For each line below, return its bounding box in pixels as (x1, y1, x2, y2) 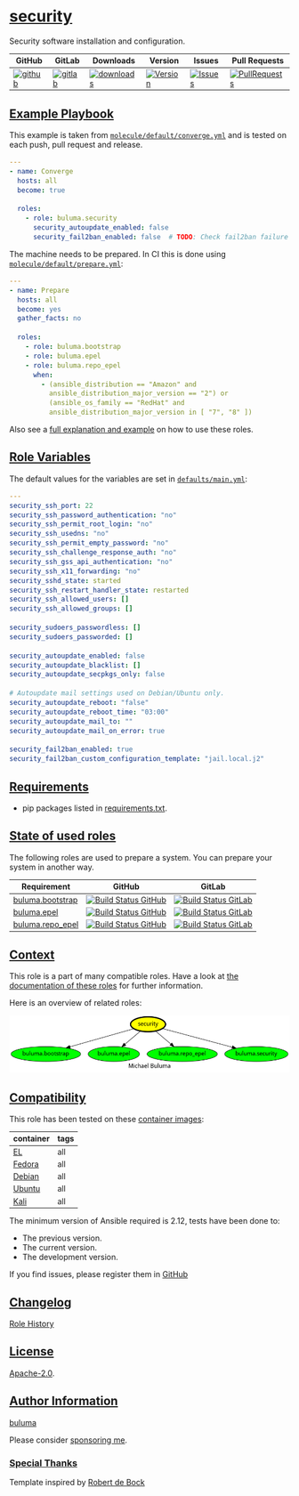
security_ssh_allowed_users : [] (9, 594, 129, 604)
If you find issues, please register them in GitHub (9, 1269, 189, 1280)
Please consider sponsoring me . (9, 1435, 127, 1445)
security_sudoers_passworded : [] (9, 632, 133, 642)
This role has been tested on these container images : (9, 1113, 205, 1124)
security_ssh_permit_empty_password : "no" (9, 538, 169, 548)
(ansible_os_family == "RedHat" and (48, 399, 185, 408)
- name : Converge (9, 166, 74, 175)
